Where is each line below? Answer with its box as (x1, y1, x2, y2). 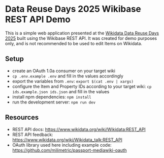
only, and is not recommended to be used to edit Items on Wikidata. (5, 40, 142, 46)
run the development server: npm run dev (12, 99, 96, 105)
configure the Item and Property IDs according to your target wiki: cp (12, 83, 152, 89)
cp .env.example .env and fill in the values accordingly (12, 73, 124, 79)
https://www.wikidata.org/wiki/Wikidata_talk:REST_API (12, 136, 123, 143)
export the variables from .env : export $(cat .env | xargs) (12, 78, 134, 84)
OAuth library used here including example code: (12, 142, 112, 148)
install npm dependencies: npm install (12, 94, 92, 100)
